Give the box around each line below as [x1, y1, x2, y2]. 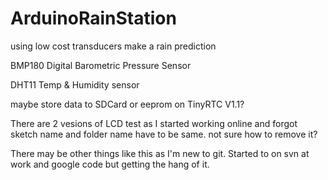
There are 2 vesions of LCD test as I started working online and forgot [10, 117, 298, 129]
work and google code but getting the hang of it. [10, 158, 210, 170]
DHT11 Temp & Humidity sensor [10, 78, 140, 91]
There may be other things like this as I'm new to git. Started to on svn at [10, 147, 310, 159]
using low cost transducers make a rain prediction [10, 40, 217, 52]
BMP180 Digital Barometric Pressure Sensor [10, 59, 192, 71]
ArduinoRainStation [10, 7, 177, 30]
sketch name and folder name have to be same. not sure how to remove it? [10, 128, 318, 140]
